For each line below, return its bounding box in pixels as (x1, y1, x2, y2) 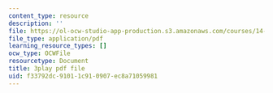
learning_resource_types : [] (8, 42, 107, 50)
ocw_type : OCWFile (8, 49, 71, 57)
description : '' (8, 19, 63, 27)
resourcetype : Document (8, 57, 89, 66)
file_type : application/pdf (8, 34, 104, 43)
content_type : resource (8, 11, 89, 20)
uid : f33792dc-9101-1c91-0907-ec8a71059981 (8, 72, 158, 80)
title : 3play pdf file (8, 65, 85, 73)
